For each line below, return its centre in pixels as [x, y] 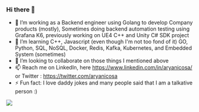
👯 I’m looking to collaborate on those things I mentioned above [92, 61]
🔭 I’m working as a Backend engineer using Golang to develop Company [104, 23]
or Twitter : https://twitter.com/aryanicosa [66, 76]
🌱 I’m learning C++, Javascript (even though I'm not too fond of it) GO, [101, 42]
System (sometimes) [40, 55]
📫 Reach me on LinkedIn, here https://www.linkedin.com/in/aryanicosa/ [103, 68]
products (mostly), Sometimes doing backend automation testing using [102, 29]
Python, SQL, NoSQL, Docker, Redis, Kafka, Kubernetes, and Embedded [103, 48]
